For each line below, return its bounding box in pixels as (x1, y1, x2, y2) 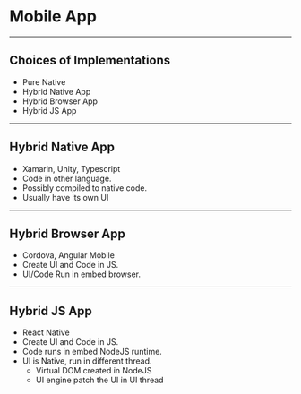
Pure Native (21, 76, 66, 87)
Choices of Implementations (9, 53, 171, 68)
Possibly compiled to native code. (21, 182, 148, 193)
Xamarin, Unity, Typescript (21, 163, 121, 174)
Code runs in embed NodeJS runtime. (21, 347, 163, 357)
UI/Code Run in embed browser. (21, 269, 142, 279)
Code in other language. (21, 173, 112, 184)
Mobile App (9, 6, 97, 27)
